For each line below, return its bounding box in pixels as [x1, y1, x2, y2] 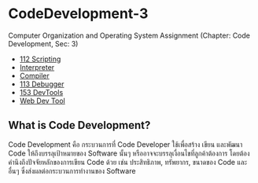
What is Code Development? [8, 119, 151, 132]
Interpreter [19, 62, 55, 71]
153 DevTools [19, 87, 64, 97]
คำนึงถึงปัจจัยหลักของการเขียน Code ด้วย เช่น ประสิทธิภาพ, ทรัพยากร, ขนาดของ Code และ [8, 157, 248, 167]
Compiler [19, 71, 50, 80]
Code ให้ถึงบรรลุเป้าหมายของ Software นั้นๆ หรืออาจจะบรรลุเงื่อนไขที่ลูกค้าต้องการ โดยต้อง [8, 148, 250, 158]
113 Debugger [19, 79, 64, 89]
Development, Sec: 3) [8, 38, 79, 48]
